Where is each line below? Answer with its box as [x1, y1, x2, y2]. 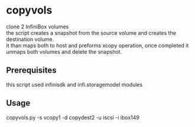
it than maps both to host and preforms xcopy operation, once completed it [6, 42, 189, 49]
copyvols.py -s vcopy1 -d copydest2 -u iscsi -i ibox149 [6, 113, 140, 121]
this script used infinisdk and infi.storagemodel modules [6, 81, 143, 88]
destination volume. [6, 35, 54, 43]
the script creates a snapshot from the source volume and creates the [6, 29, 176, 36]
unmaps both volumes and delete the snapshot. [6, 48, 122, 55]
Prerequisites [6, 66, 57, 76]
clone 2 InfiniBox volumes [6, 23, 69, 30]
